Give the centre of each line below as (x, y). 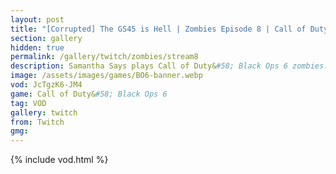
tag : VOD (28, 103)
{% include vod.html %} (59, 160)
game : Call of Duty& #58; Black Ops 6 (89, 94)
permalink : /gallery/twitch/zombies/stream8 (104, 57)
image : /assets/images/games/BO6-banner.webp (106, 76)
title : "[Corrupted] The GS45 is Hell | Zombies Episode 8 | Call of (158, 29)
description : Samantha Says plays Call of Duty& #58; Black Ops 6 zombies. (169, 66)
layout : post (37, 19)
